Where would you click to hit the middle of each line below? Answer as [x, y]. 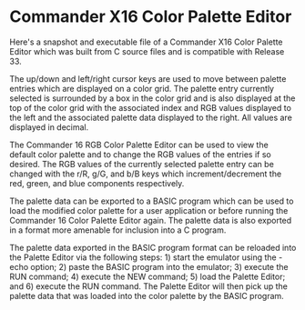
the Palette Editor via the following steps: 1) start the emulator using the [143, 257]
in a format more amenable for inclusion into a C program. [118, 230]
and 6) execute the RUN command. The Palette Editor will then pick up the [149, 286]
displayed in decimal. [49, 127]
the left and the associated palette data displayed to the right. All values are [151, 117]
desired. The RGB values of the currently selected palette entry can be [142, 164]
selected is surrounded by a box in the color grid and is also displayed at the [152, 98]
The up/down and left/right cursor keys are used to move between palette [148, 78]
